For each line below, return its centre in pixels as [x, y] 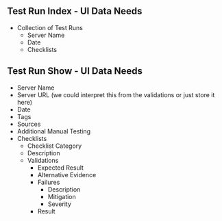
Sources [29, 124]
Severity [60, 204]
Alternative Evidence [67, 174]
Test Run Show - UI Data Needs [75, 71]
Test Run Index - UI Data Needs [75, 11]
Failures [49, 182]
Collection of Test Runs [50, 27]
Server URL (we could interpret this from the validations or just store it [116, 94]
